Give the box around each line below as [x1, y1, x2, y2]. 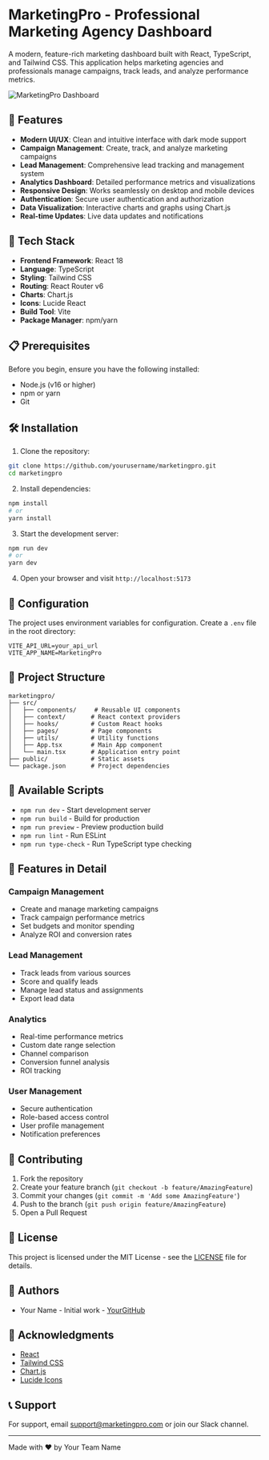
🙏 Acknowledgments [8, 1329, 114, 1342]
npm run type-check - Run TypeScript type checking [19, 839, 192, 848]
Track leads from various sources [19, 968, 131, 977]
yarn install [8, 514, 52, 522]
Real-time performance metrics [19, 1031, 124, 1041]
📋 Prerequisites [8, 339, 90, 353]
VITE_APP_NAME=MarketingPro [8, 649, 102, 657]
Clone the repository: [19, 447, 90, 456]
